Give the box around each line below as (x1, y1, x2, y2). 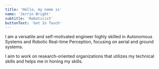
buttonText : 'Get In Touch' (5, 20, 62, 26)
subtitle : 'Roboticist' (5, 16, 54, 21)
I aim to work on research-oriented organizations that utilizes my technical (5, 54, 155, 59)
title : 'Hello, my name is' (5, 7, 62, 12)
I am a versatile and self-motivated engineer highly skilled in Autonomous (5, 34, 153, 40)
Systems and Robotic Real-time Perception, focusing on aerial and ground (5, 39, 154, 45)
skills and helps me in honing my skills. (5, 58, 83, 64)
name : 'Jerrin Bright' (5, 12, 51, 16)
